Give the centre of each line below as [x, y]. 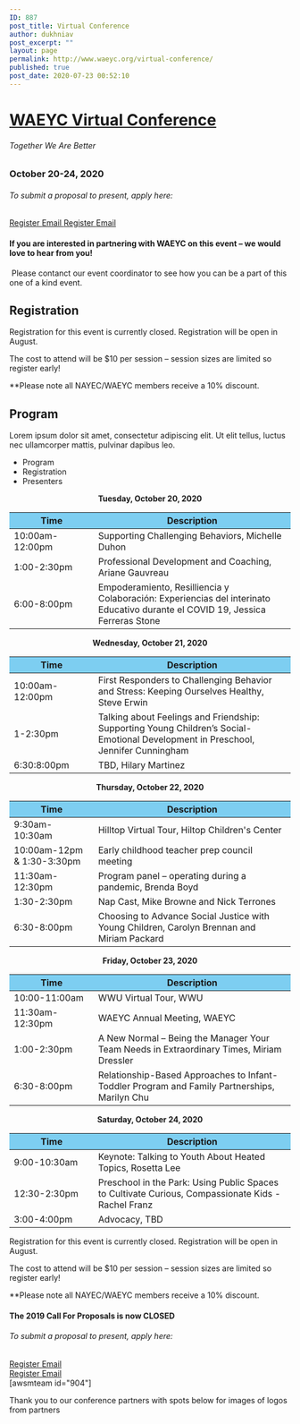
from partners [35, 1410]
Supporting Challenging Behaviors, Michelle [190, 536]
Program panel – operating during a [172, 876]
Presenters [42, 482]
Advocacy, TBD [130, 1220]
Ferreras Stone [129, 621]
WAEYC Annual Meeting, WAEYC [167, 1019]
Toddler [114, 1087]
